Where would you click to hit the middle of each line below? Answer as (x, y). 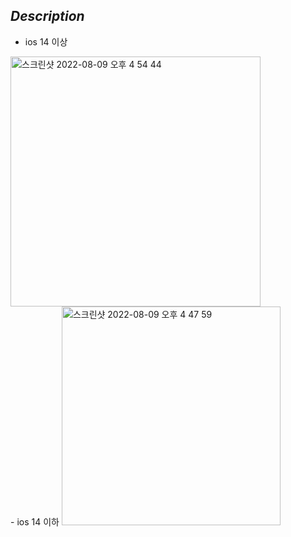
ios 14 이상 (46, 41)
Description (47, 16)
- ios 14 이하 (35, 521)
